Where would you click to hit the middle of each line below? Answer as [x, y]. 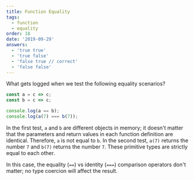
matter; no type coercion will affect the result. [62, 170]
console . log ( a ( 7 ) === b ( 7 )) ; [42, 116]
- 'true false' [30, 56]
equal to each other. [31, 153]
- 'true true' [29, 50]
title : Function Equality [38, 12]
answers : [17, 45]
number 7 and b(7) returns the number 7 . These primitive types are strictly [97, 147]
